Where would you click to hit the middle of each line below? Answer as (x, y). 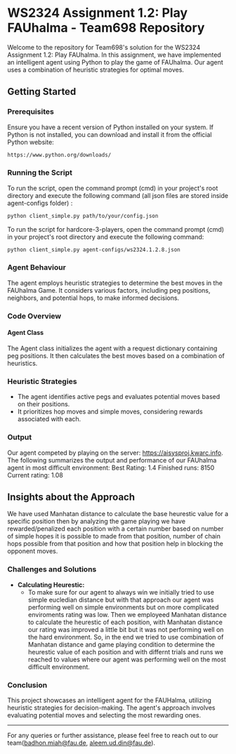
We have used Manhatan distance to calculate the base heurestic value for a (118, 514)
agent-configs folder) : (40, 203)
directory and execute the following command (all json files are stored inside (118, 195)
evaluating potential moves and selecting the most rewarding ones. (104, 715)
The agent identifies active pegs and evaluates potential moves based (119, 397)
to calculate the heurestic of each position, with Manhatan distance (125, 622)
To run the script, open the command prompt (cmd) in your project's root (113, 188)
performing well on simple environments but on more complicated (123, 607)
